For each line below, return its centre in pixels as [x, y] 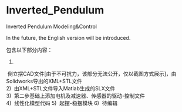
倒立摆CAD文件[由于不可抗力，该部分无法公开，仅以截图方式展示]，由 [92, 73]
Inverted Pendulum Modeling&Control [51, 26]
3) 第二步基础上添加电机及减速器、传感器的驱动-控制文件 [76, 96]
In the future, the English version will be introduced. [68, 38]
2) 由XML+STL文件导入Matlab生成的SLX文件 [61, 88]
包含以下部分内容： [29, 50]
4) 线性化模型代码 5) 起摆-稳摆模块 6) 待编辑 [62, 103]
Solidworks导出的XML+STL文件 [44, 81]
